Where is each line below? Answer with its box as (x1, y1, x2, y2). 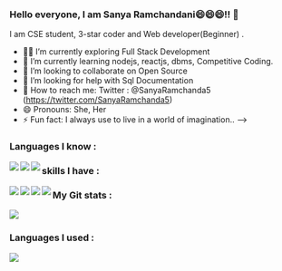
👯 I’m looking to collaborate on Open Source (22, 65, 188, 76)
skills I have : (42, 165, 100, 178)
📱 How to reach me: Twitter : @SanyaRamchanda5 (22, 85, 211, 96)
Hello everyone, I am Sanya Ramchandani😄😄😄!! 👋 (9, 8, 239, 21)
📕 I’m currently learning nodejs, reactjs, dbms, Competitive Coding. (22, 56, 274, 67)
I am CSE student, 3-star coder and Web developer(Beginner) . (9, 29, 245, 40)
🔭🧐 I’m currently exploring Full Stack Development (22, 46, 210, 57)
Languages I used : (9, 231, 95, 244)
